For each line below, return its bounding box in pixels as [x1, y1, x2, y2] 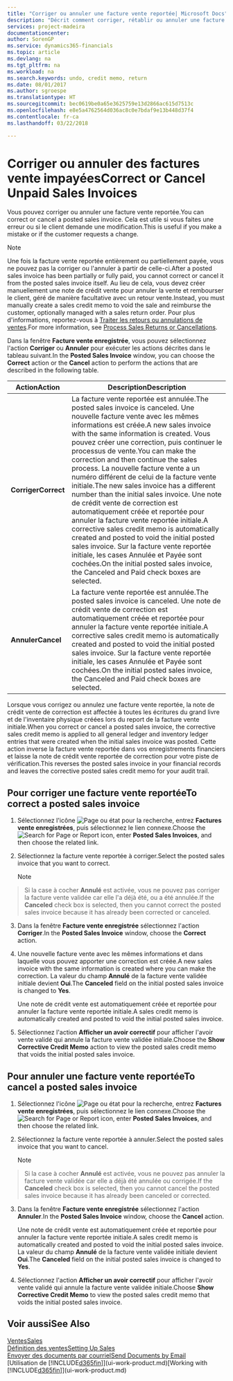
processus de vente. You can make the [71, 446, 196, 456]
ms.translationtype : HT [7, 94, 76, 101]
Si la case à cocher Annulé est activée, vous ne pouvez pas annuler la [24, 1170, 225, 1178]
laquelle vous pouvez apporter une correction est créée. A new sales [17, 957, 213, 966]
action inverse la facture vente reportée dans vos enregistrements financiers [7, 745, 226, 753]
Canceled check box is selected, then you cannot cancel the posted [24, 1184, 220, 1192]
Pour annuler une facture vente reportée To [7, 1070, 196, 1082]
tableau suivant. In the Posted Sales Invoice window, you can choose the [7, 351, 215, 360]
